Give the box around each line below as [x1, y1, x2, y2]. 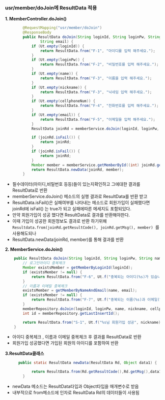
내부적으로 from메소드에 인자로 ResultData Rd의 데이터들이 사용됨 [12, 390, 140, 396]
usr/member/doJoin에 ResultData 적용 [5, 4, 97, 11]
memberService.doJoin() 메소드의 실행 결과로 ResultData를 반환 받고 [12, 194, 148, 200]
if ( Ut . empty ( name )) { [31, 71, 78, 76]
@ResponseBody [23, 30, 52, 35]
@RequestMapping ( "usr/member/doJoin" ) [23, 26, 102, 31]
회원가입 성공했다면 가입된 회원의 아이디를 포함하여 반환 [12, 340, 119, 346]
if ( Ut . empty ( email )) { [31, 112, 80, 117]
